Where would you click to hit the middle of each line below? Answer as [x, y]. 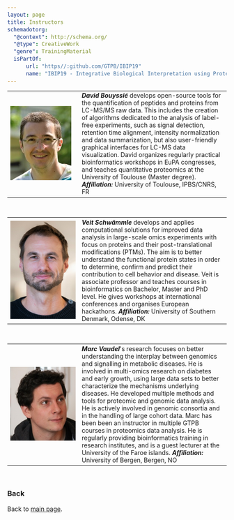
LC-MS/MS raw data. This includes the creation [150, 110]
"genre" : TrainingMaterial [53, 52]
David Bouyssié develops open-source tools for [151, 96]
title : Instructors [36, 22]
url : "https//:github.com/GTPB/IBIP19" [83, 66]
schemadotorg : [28, 29]
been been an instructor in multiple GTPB [141, 423]
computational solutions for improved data [142, 230]
